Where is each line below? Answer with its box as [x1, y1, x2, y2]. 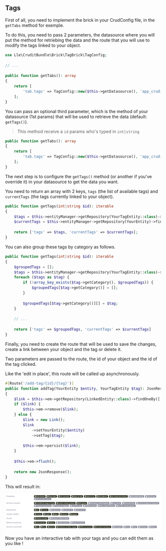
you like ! [5, 540, 24, 546]
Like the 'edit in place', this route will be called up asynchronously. [5, 370, 140, 377]
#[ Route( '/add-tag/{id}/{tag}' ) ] [5, 381, 74, 386]
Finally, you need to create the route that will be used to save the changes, [5, 341, 157, 347]
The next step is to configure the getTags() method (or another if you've [5, 173, 152, 179]
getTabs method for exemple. [5, 22, 64, 28]
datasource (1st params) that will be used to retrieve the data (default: [5, 114, 147, 119]
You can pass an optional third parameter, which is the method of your [5, 108, 148, 114]
